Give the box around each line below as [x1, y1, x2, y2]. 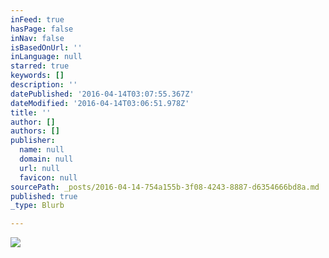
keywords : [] [10, 71, 65, 81]
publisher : [10, 136, 56, 146]
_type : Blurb [10, 201, 65, 211]
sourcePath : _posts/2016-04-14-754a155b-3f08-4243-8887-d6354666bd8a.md [10, 182, 320, 192]
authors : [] [10, 126, 60, 136]
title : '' [10, 107, 52, 118]
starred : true [10, 61, 70, 71]
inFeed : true [10, 14, 65, 25]
